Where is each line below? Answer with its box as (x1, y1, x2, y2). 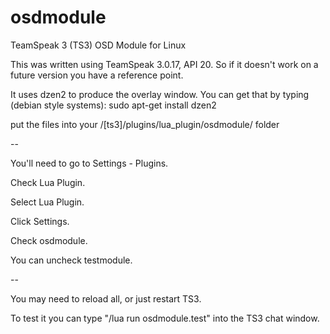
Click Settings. (10, 215, 70, 227)
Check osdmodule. (10, 234, 88, 246)
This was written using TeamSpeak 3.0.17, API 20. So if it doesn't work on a (10, 58, 319, 70)
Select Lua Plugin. (10, 196, 85, 208)
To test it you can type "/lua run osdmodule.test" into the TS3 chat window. (10, 312, 320, 324)
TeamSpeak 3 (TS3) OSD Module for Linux (10, 39, 187, 51)
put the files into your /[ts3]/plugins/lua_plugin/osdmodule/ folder (10, 118, 280, 130)
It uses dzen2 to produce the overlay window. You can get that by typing (10, 88, 310, 100)
